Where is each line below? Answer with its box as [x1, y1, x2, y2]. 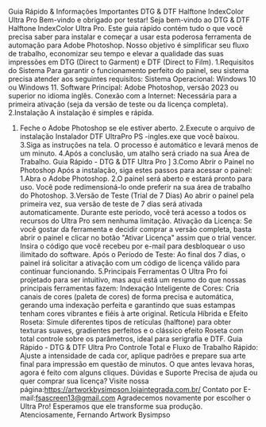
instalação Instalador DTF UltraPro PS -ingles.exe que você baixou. [19, 132, 240, 141]
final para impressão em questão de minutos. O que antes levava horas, [19, 360, 255, 368]
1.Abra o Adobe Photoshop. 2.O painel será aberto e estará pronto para [19, 174, 253, 183]
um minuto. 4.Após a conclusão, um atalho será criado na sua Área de [19, 148, 250, 158]
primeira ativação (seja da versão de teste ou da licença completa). [8, 99, 229, 109]
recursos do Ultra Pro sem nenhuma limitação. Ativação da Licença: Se [19, 216, 253, 225]
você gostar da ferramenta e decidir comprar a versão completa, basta [19, 225, 253, 233]
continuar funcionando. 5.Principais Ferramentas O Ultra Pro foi [19, 267, 228, 276]
